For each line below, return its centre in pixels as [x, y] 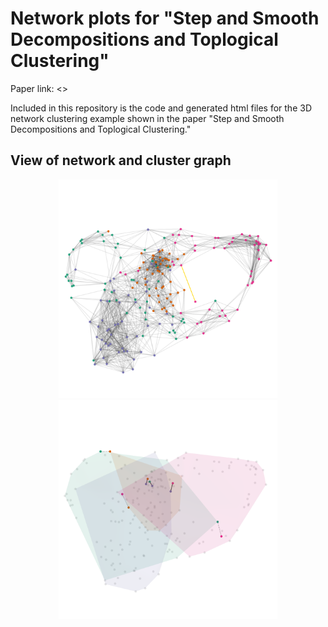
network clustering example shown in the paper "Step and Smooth [147, 118]
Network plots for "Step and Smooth [165, 18]
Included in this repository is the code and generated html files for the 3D [161, 108]
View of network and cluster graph [121, 160]
